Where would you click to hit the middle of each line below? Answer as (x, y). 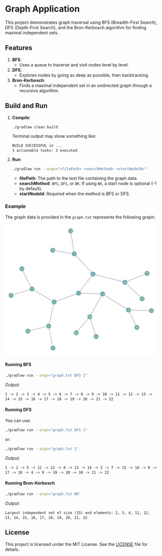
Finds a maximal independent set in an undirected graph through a (86, 85)
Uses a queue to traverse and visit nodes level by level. (74, 65)
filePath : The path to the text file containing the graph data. (78, 179)
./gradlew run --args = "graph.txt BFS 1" (46, 375)
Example (15, 206)
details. (12, 549)
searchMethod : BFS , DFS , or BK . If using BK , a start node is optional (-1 (88, 183)
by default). (31, 189)
